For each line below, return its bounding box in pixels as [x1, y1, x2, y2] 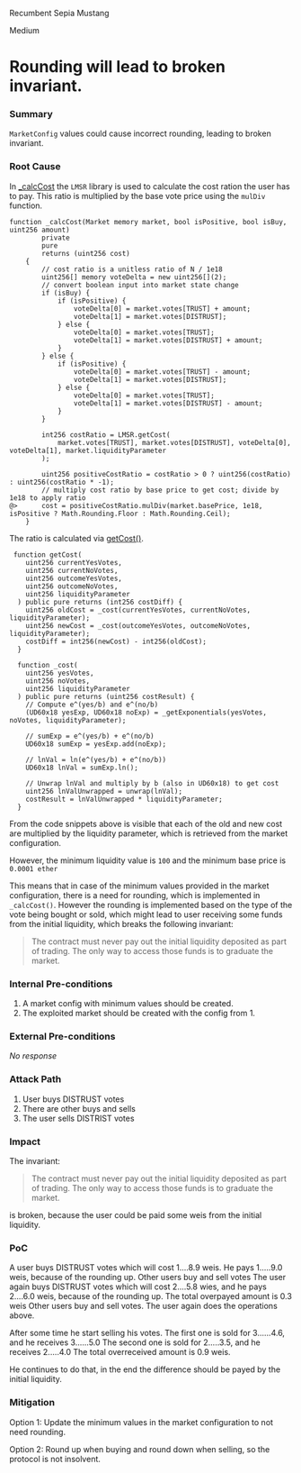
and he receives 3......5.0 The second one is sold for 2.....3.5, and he [9, 1337, 261, 1348]
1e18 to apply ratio [9, 493, 87, 503]
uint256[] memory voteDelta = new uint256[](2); [41, 272, 227, 282]
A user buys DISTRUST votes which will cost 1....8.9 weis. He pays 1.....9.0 [9, 1262, 283, 1273]
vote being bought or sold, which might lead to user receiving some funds [9, 909, 283, 920]
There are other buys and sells [22, 1103, 137, 1114]
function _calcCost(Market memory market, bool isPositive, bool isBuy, [9, 217, 288, 226]
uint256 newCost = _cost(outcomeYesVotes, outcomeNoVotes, [25, 621, 252, 630]
